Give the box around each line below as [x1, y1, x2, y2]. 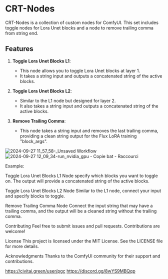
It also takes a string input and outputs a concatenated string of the [19, 103, 158, 109]
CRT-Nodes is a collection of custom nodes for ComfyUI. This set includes [5, 19, 159, 25]
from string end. [5, 30, 38, 36]
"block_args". [19, 138, 47, 144]
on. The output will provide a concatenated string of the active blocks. [5, 178, 150, 184]
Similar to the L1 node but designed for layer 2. [19, 97, 116, 103]
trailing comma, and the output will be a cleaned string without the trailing [5, 208, 157, 214]
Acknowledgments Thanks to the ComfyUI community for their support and [5, 253, 161, 259]
